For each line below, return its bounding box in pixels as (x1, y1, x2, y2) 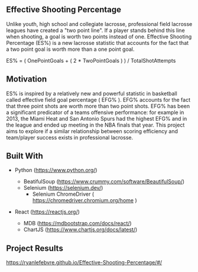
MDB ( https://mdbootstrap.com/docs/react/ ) (23, 220, 132, 227)
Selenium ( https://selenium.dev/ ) (23, 184, 103, 192)
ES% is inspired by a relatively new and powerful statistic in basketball (6, 90, 177, 97)
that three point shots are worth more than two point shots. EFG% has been (6, 102, 190, 109)
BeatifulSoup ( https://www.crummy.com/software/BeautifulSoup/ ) (23, 178, 185, 185)
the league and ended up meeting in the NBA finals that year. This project (6, 121, 185, 128)
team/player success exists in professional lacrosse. (6, 134, 134, 141)
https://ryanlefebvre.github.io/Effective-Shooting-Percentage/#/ (6, 259, 163, 266)
